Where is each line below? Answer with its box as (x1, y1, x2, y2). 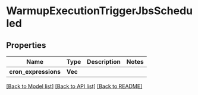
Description (87, 58, 121, 65)
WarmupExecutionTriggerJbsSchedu (6, 4, 193, 18)
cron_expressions (9, 68, 61, 76)
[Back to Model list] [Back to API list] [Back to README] (6, 83, 143, 90)
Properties (6, 40, 46, 50)
